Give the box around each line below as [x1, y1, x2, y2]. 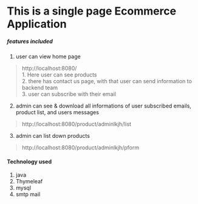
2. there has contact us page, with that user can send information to [21, 78, 192, 85]
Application [7, 17, 67, 31]
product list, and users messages [15, 109, 100, 116]
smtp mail [15, 191, 41, 198]
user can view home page [15, 53, 81, 60]
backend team [21, 84, 58, 92]
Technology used [7, 158, 52, 165]
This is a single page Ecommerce [7, 4, 177, 18]
